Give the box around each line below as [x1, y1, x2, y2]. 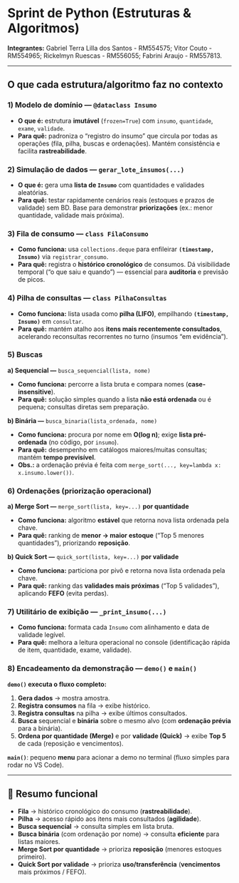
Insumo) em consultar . [17, 317, 84, 325]
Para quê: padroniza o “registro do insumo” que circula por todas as [17, 131, 218, 140]
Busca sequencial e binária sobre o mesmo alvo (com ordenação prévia [17, 716, 231, 725]
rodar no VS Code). [7, 760, 64, 769]
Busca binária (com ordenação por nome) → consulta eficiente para [17, 830, 220, 838]
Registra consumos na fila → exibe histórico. [17, 701, 151, 710]
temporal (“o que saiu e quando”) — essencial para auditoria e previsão [17, 267, 229, 276]
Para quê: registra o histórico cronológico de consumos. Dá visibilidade [17, 260, 230, 269]
